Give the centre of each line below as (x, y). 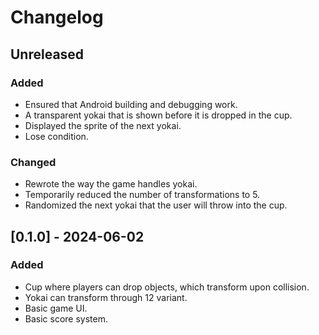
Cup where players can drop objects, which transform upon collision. (167, 287)
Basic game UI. (56, 308)
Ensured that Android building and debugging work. (131, 104)
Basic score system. (66, 318)
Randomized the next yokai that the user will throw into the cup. (156, 205)
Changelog (57, 17)
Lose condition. (56, 136)
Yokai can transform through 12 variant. (106, 297)
